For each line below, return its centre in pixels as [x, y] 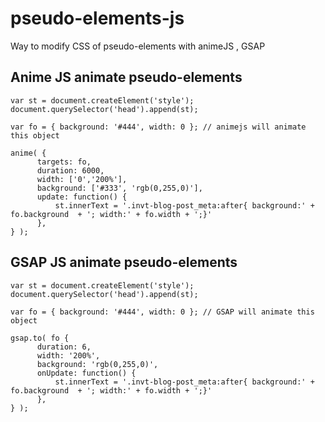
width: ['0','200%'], [82, 179]
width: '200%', [68, 355]
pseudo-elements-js [97, 18]
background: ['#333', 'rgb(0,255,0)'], [119, 188]
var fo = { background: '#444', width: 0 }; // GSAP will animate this [162, 312]
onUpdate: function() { [86, 373]
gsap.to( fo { [40, 338]
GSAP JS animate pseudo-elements [124, 262]
